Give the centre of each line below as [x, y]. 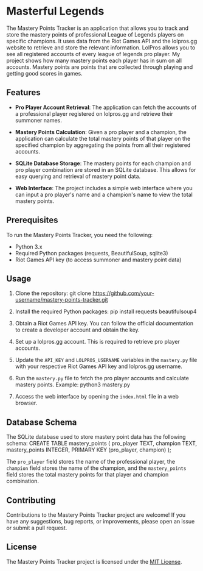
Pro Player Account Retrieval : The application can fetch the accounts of [106, 107]
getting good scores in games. [45, 73]
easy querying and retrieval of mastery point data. [78, 176]
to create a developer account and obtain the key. [77, 330]
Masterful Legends [55, 11]
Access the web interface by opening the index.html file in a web [97, 397]
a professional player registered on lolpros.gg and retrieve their [94, 113]
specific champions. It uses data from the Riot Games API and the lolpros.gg [102, 41]
